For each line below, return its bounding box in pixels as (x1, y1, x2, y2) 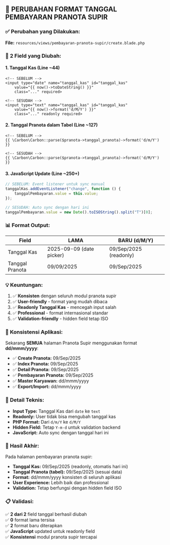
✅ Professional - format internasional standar (12, 310, 108, 316)
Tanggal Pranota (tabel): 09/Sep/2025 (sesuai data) (12, 469, 122, 475)
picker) (47, 251, 64, 258)
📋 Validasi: (5, 497, 34, 505)
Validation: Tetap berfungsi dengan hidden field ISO (12, 485, 122, 491)
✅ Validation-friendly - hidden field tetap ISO (12, 315, 109, 322)
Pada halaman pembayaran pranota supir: (5, 453, 93, 460)
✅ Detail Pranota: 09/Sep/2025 (12, 367, 79, 373)
